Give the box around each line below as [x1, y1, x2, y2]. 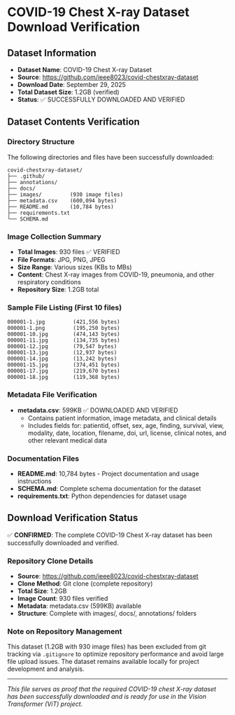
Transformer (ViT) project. [7, 700, 83, 708]
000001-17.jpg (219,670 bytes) [7, 368, 120, 375]
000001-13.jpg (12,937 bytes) [7, 349, 117, 356]
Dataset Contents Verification [7, 116, 140, 128]
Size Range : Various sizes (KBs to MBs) [17, 263, 132, 271]
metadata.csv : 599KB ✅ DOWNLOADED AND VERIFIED [17, 405, 178, 414]
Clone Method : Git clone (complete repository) [17, 579, 153, 588]
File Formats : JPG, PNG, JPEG [17, 255, 106, 263]
